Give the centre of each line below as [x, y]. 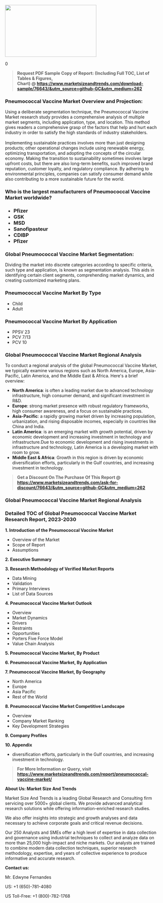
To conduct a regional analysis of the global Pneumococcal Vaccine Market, [81, 365]
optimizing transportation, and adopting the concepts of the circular [73, 153]
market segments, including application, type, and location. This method [77, 122]
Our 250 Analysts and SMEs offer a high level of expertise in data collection [81, 832]
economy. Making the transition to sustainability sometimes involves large [79, 159]
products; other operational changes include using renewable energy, [75, 148]
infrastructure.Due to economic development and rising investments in [83, 442]
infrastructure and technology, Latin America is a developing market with [85, 447]
